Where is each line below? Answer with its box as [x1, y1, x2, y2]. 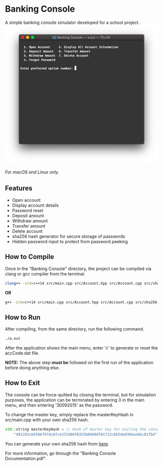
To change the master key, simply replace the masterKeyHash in [5, 411, 133, 417]
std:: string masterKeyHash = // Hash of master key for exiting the [5, 427, 147, 432]
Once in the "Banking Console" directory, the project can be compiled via [5, 266, 152, 272]
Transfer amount [12, 223, 46, 229]
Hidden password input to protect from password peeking [12, 238, 128, 244]
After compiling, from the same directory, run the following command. [5, 326, 145, 332]
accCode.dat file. [5, 350, 40, 356]
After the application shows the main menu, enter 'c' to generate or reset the [5, 345, 158, 351]
